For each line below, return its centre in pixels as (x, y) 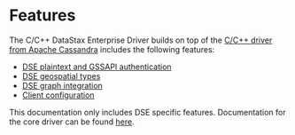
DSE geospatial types (61, 75)
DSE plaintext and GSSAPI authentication (97, 67)
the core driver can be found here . (72, 122)
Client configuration (58, 95)
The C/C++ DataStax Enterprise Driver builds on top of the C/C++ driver (141, 40)
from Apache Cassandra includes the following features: (112, 49)
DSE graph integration (62, 85)
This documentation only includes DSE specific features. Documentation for (147, 112)
